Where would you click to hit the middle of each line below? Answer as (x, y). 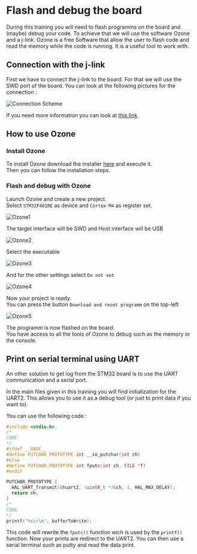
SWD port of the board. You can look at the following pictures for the (91, 86)
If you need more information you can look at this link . (72, 115)
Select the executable (33, 251)
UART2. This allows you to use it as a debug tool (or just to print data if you (99, 398)
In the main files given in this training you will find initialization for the (91, 391)
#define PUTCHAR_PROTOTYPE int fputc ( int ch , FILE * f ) (76, 465)
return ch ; (25, 493)
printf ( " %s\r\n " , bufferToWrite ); (49, 521)
